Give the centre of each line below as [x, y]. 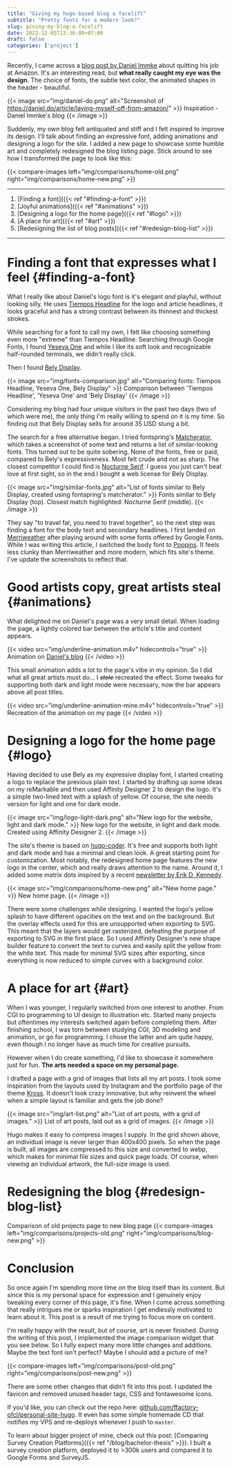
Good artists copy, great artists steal [114, 587]
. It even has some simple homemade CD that [139, 1414]
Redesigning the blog [69, 1192]
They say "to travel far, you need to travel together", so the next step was [111, 522]
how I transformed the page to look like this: [70, 158]
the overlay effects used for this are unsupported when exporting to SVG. [112, 923]
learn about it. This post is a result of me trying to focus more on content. [111, 1317]
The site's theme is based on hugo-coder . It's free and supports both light [112, 845]
